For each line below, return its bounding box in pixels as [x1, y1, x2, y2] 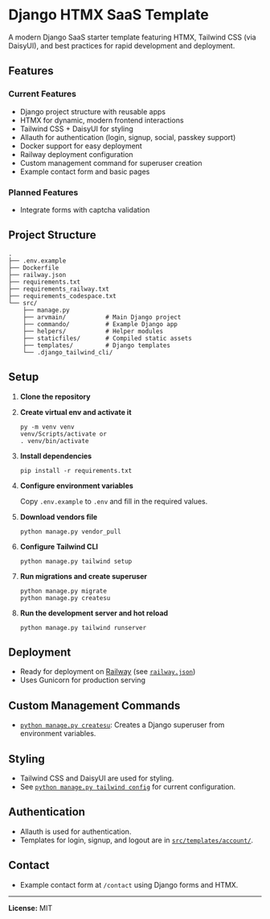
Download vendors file [19, 511, 98, 521]
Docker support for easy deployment [19, 141, 142, 151]
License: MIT [8, 903, 53, 913]
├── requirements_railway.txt [8, 284, 110, 293]
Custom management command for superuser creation [19, 158, 202, 168]
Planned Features [8, 187, 79, 198]
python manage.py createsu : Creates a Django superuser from [19, 720, 225, 730]
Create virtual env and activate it [19, 407, 132, 416]
